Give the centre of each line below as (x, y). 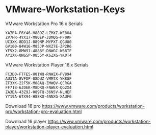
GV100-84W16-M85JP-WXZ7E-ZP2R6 (38, 46)
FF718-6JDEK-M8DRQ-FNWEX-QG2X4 (38, 87)
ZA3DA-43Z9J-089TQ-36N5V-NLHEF (38, 92)
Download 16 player (26, 121)
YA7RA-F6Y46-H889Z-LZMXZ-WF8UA (38, 33)
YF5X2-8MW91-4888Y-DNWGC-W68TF (38, 51)
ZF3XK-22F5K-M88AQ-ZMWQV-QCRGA (38, 83)
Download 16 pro (23, 106)
